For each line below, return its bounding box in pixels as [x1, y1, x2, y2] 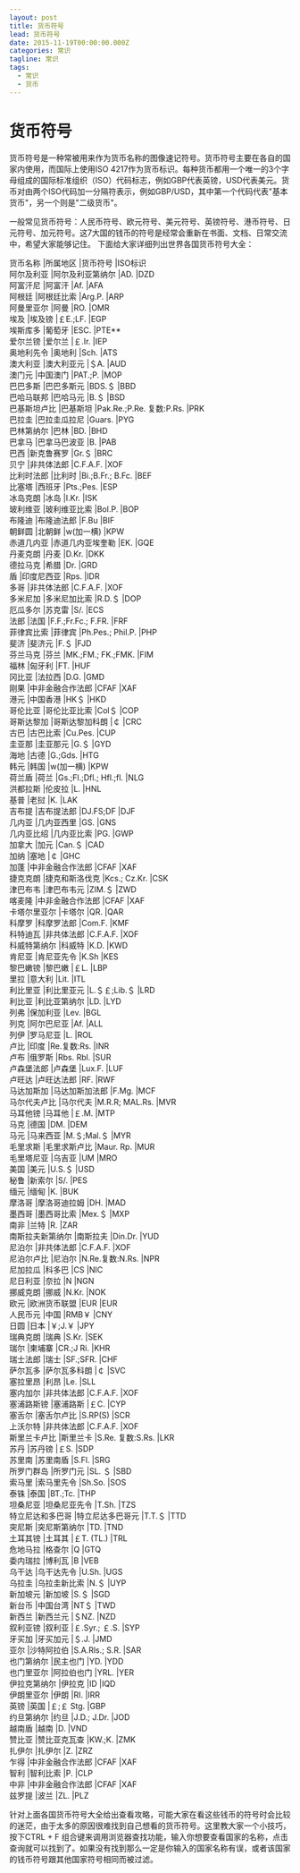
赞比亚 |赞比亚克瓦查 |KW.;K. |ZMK [9, 1733, 137, 1745]
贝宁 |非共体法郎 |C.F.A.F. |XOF [9, 458, 123, 470]
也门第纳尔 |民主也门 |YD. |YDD [9, 1656, 124, 1666]
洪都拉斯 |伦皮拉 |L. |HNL [9, 783, 102, 794]
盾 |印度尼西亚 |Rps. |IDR [9, 570, 100, 582]
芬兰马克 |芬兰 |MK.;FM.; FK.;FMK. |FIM [9, 649, 154, 660]
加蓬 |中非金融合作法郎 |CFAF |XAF [9, 861, 137, 873]
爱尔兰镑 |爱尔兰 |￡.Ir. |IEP [9, 336, 108, 346]
